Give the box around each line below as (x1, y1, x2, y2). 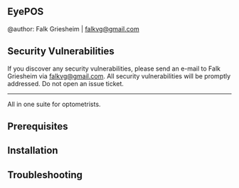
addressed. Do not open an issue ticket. (7, 79, 124, 88)
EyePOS (7, 6, 44, 18)
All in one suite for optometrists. (7, 100, 101, 108)
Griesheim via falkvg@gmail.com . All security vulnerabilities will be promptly (7, 71, 231, 80)
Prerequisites (7, 120, 68, 132)
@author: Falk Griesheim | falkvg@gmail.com (7, 24, 140, 33)
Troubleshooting (7, 169, 83, 181)
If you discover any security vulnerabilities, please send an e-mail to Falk (7, 64, 221, 73)
